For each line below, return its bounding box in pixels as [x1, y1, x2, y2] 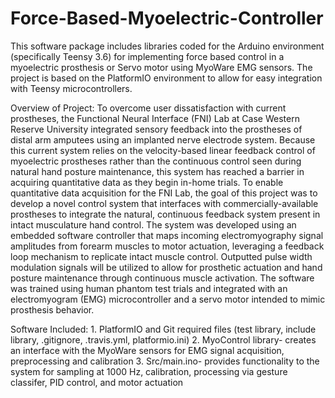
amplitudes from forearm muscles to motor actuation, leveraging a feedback [10, 240, 325, 252]
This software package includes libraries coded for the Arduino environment [10, 40, 325, 52]
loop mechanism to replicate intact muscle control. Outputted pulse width [10, 250, 313, 262]
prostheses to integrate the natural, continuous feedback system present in [10, 208, 321, 220]
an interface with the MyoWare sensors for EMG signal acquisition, [10, 344, 285, 356]
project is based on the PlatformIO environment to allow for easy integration [10, 72, 323, 84]
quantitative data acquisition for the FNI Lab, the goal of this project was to [10, 187, 318, 199]
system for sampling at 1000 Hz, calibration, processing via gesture [10, 365, 288, 377]
